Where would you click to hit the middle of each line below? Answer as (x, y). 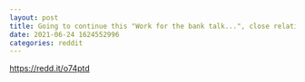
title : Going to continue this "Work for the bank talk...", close (140, 26)
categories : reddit (46, 43)
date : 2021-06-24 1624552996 (64, 34)
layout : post (34, 18)
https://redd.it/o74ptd (50, 68)
